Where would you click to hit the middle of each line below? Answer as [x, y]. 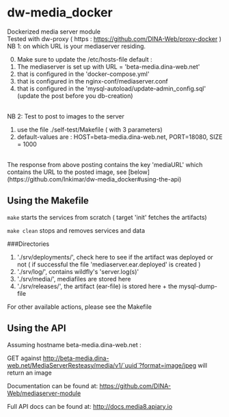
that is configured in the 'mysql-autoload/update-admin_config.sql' [111, 88]
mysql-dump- [198, 286]
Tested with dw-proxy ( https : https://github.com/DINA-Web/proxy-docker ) [114, 38]
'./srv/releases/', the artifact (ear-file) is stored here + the [97, 286]
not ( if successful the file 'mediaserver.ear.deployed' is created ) [109, 264]
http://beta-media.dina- [76, 358]
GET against [24, 358]
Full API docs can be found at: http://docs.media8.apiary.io [90, 406]
